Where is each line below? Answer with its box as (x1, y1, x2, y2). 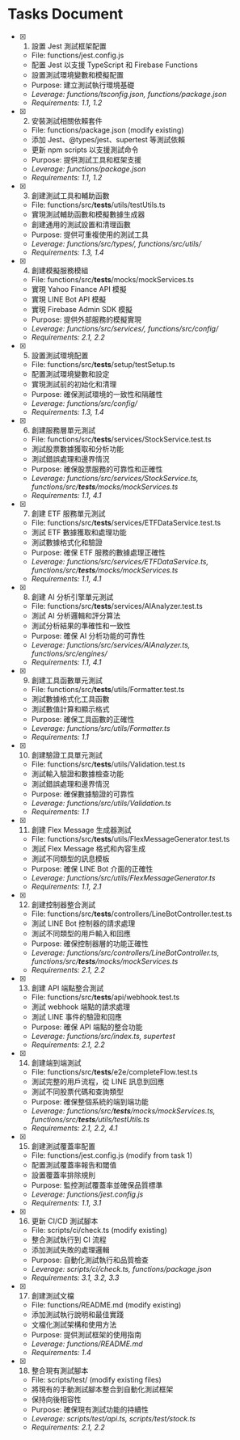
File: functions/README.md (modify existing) (31, 1299, 182, 1310)
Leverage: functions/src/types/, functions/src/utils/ (31, 239, 202, 248)
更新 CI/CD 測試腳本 (31, 1216, 99, 1226)
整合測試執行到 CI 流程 (31, 1235, 107, 1244)
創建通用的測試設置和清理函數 (31, 219, 131, 229)
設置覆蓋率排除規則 (31, 1170, 96, 1180)
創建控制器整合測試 (31, 899, 96, 910)
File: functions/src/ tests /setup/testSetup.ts (31, 359, 175, 369)
